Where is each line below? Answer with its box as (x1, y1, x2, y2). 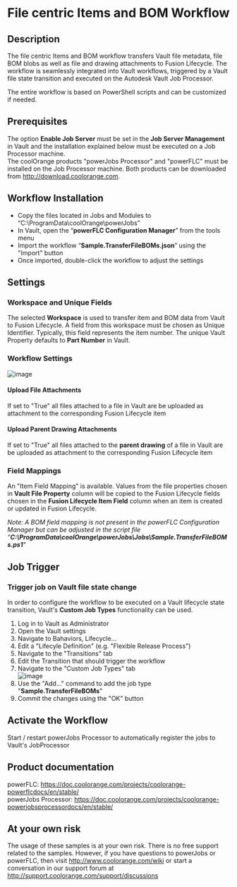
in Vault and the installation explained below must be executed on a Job (7, 142, 216, 150)
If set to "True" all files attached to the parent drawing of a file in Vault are (7, 441, 224, 449)
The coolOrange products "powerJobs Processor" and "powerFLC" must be (7, 157, 229, 165)
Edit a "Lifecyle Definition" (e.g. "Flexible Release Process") (17, 642, 191, 650)
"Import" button (17, 248, 63, 257)
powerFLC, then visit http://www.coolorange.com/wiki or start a (7, 857, 193, 865)
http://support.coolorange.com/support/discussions (7, 871, 159, 880)
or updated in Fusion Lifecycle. (7, 504, 97, 513)
